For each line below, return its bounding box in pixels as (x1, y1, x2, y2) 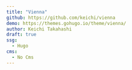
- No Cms (12, 54, 34, 60)
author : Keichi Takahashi (6, 26, 72, 32)
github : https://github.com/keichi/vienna (6, 15, 116, 21)
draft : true (6, 32, 36, 38)
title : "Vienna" (6, 9, 47, 15)
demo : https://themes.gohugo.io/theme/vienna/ (6, 20, 127, 26)
